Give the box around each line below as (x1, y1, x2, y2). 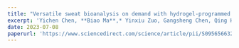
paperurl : (7, 30, 37, 37)
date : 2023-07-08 (7, 23, 59, 30)
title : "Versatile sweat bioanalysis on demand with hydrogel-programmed (7, 10, 231, 18)
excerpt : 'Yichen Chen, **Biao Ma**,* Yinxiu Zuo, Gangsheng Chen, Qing (7, 17, 228, 24)
